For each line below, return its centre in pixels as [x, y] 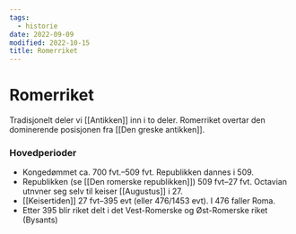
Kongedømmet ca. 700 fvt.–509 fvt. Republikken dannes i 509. [138, 172]
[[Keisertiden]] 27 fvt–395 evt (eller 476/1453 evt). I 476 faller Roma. [149, 201]
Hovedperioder [43, 152]
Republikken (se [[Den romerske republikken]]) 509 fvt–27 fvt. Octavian [155, 182]
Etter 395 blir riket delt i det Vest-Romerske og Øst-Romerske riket [145, 211]
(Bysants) [40, 220]
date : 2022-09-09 [42, 34]
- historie [38, 26]
